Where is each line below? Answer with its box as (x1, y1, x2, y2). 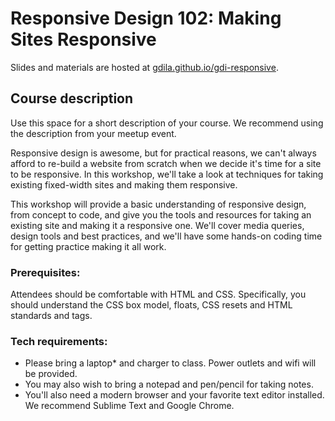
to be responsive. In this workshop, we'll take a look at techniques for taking (10, 168, 324, 180)
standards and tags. (10, 310, 93, 322)
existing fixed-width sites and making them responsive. (10, 178, 238, 191)
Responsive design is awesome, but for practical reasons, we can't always (10, 147, 317, 159)
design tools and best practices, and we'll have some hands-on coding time (10, 230, 323, 242)
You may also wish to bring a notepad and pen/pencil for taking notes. (24, 378, 314, 391)
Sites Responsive (10, 28, 157, 51)
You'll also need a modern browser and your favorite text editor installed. (24, 389, 325, 401)
